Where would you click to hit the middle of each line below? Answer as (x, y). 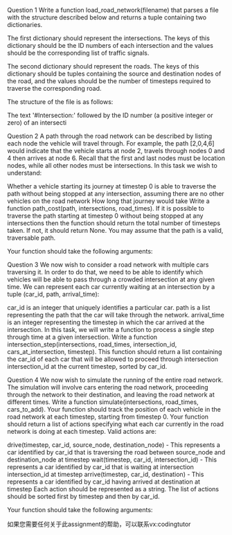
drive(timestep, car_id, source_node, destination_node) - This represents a (114, 445)
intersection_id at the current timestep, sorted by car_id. (87, 366)
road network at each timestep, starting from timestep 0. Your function (108, 416)
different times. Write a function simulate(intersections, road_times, (103, 402)
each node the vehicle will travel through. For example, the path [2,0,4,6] (111, 143)
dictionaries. (25, 25)
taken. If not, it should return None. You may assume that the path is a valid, (115, 230)
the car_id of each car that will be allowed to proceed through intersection (113, 359)
